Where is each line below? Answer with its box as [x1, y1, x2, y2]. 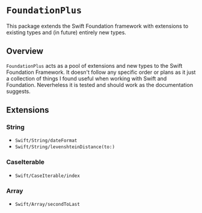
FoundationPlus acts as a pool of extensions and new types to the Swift [6, 62, 183, 69]
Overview [6, 46, 44, 56]
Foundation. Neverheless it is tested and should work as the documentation [6, 81, 194, 88]
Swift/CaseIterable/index [14, 173, 80, 179]
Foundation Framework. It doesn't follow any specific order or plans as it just [6, 68, 196, 76]
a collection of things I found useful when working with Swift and [6, 74, 167, 82]
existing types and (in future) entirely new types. [6, 29, 126, 36]
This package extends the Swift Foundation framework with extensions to [6, 22, 189, 29]
